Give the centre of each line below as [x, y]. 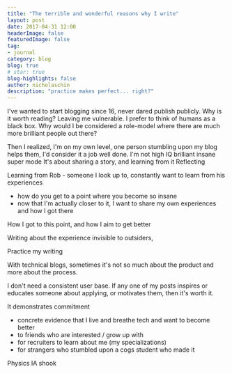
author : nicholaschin [39, 85]
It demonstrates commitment [49, 306]
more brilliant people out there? [52, 134]
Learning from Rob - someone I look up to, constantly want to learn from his [116, 176]
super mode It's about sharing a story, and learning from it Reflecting [106, 162]
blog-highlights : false [42, 78]
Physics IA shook [32, 364]
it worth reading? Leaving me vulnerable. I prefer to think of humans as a [111, 118]
